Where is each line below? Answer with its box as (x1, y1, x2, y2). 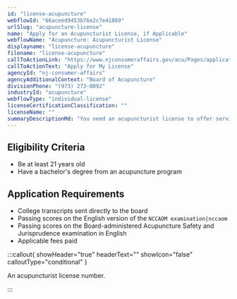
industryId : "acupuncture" (7, 89, 87, 96)
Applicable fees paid (17, 237, 78, 245)
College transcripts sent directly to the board (17, 207, 148, 215)
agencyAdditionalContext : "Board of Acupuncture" (7, 75, 157, 83)
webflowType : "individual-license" (7, 96, 112, 103)
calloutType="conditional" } (7, 258, 87, 267)
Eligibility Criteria (7, 142, 85, 154)
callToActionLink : (7, 56, 61, 63)
